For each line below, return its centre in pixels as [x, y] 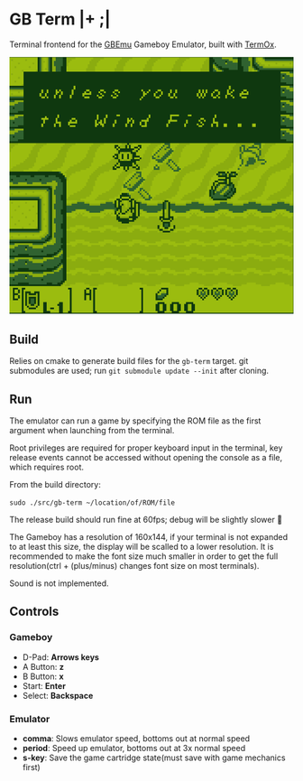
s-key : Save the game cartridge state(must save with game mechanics [154, 758]
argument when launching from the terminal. [92, 430]
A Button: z [43, 666]
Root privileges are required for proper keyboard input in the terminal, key [146, 448]
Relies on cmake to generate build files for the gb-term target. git [129, 361]
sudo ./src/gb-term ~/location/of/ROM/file [92, 502]
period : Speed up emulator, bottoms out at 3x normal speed [134, 748]
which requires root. [46, 467]
